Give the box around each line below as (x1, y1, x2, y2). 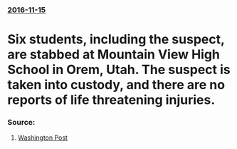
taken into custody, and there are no (7, 77, 226, 93)
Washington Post (17, 133, 68, 142)
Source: (7, 118, 36, 128)
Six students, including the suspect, (7, 31, 225, 48)
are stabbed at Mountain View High (7, 46, 221, 63)
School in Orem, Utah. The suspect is (7, 62, 231, 78)
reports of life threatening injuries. (7, 92, 216, 108)
